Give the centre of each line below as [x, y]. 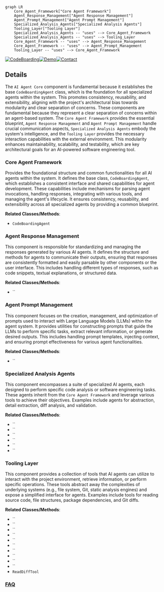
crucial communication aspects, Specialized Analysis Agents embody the [81, 129]
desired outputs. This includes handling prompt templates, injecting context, [82, 336]
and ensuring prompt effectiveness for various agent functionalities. [74, 342]
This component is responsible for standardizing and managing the [73, 247]
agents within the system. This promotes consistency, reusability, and [76, 97]
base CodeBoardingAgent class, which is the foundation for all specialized [79, 92]
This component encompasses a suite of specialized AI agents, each [75, 384]
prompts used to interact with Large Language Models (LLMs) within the [78, 321]
